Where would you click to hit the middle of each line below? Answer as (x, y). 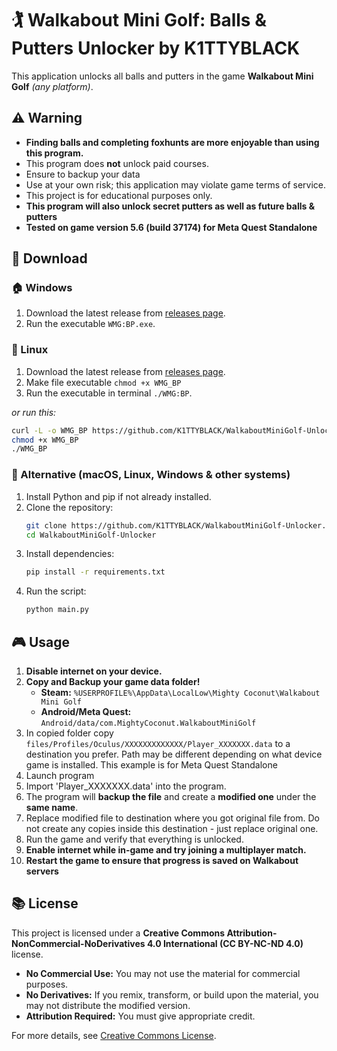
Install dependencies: (70, 554)
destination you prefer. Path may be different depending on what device (174, 754)
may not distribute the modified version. (108, 1005)
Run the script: (56, 591)
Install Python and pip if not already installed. (118, 496)
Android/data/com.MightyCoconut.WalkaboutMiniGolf (148, 723)
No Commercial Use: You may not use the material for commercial (163, 973)
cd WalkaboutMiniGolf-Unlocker (91, 535)
